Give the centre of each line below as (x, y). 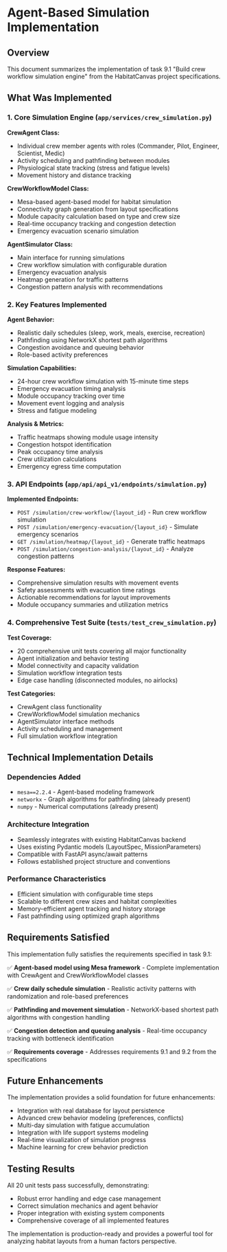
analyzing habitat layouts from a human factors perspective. (92, 1241)
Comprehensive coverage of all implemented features (93, 1220)
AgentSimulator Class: (40, 244)
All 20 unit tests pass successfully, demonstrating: (78, 1185)
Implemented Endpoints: (43, 499)
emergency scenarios (48, 535)
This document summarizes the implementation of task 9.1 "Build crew (106, 69)
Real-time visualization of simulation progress (81, 1140)
